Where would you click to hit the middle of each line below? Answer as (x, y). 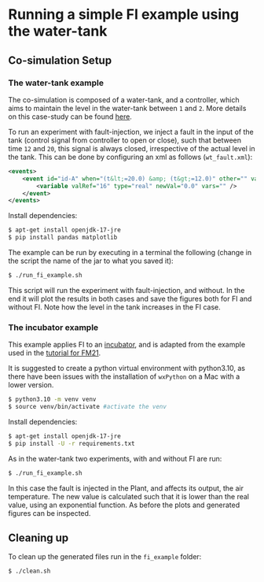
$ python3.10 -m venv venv (52, 399)
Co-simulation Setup (60, 60)
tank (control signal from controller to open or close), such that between (125, 140)
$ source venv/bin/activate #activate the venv (88, 407)
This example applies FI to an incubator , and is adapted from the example (127, 345)
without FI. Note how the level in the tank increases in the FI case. (115, 307)
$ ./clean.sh (29, 571)
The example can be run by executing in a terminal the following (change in (130, 252)
